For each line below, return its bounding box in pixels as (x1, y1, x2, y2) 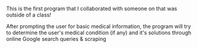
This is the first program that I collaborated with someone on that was (6, 5, 177, 12)
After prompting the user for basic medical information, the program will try (6, 23, 191, 30)
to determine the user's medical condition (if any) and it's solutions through (6, 29, 192, 36)
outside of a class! (6, 11, 51, 18)
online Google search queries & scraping (6, 36, 106, 42)
